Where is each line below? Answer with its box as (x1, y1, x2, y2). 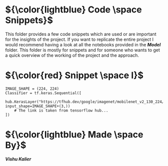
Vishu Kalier (5, 156, 31, 162)
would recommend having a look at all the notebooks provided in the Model (5, 41, 161, 47)
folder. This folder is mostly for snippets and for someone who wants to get (5, 47, 160, 53)
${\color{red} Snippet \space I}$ (5, 70, 144, 81)
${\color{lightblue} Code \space (5, 4, 142, 15)
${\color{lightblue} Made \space (5, 129, 143, 141)
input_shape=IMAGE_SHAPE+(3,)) (5, 104, 70, 109)
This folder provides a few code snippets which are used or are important (5, 31, 156, 37)
